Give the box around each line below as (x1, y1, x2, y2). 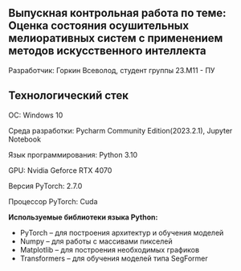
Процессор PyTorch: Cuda (8, 196, 98, 206)
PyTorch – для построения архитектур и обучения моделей (19, 228, 224, 237)
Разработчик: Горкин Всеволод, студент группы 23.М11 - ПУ (8, 65, 215, 75)
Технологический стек (8, 88, 129, 103)
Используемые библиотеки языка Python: (8, 212, 158, 222)
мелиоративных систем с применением (8, 31, 223, 45)
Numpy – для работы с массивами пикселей (19, 236, 173, 246)
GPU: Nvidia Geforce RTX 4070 (8, 165, 112, 175)
